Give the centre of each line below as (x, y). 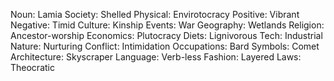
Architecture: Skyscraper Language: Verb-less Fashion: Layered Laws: (156, 57)
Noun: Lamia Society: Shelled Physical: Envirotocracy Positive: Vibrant (155, 14)
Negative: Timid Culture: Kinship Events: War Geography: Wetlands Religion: (167, 25)
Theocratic (32, 67)
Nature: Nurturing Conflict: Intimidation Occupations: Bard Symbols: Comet (165, 46)
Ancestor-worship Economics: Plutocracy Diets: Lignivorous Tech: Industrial (166, 35)
